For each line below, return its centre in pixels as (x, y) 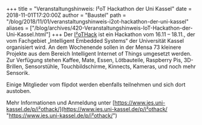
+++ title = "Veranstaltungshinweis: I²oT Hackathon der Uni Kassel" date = (99, 9)
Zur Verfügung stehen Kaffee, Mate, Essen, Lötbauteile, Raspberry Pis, (94, 60)
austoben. (19, 91)
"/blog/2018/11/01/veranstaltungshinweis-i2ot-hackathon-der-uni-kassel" (98, 21)
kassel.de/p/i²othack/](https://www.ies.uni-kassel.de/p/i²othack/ (87, 109)
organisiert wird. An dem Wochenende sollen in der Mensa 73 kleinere (94, 47)
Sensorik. (18, 73)
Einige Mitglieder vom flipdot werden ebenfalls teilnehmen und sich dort (96, 85)
